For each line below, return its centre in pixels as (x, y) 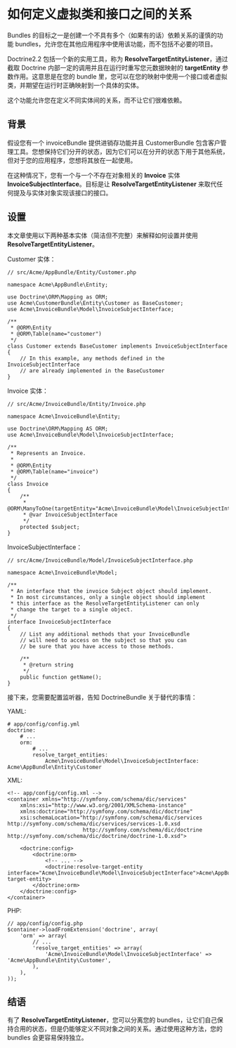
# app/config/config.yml (44, 724)
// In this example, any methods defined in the (92, 358)
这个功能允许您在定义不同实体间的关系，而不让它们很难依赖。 (97, 100)
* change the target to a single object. (72, 609)
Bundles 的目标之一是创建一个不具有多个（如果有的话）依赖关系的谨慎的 (112, 35)
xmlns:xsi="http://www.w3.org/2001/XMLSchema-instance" (104, 805)
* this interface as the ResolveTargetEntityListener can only (105, 603)
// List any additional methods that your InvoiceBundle (105, 634)
